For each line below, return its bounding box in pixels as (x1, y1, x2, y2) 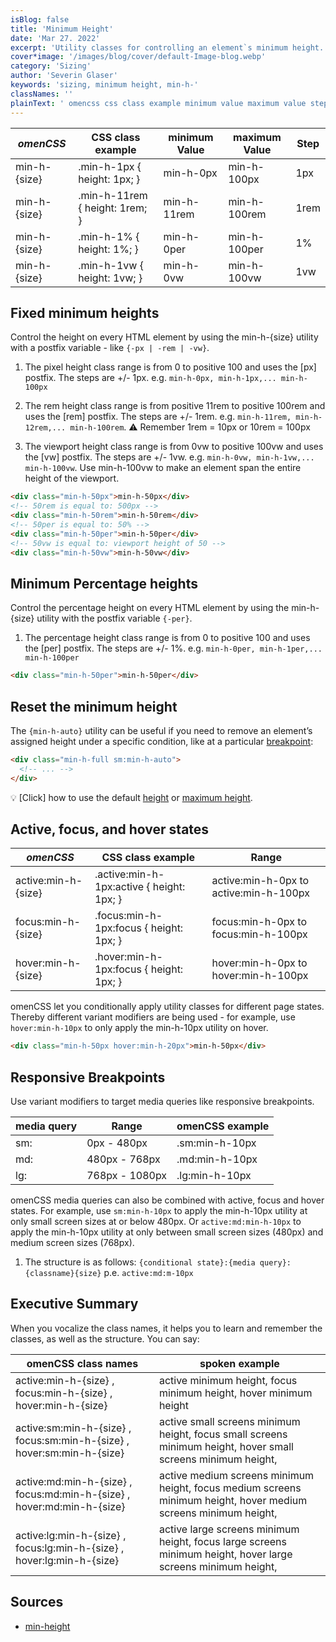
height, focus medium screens (158, 1481, 302, 1495)
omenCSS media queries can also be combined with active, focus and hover (10, 1194, 325, 1206)
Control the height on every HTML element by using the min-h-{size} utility (10, 331, 319, 343)
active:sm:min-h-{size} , (15, 1421, 132, 1435)
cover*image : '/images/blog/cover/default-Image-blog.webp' (10, 52, 267, 62)
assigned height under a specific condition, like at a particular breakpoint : (10, 735, 314, 747)
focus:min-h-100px (211, 927, 308, 941)
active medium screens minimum (158, 1468, 315, 1482)
